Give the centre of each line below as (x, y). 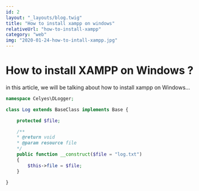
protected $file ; (39, 121)
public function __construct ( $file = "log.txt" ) (79, 154)
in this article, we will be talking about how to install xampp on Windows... (98, 87)
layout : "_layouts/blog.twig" (44, 18)
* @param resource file (47, 143)
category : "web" (26, 35)
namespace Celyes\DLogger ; (40, 98)
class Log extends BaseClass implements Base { (67, 110)
